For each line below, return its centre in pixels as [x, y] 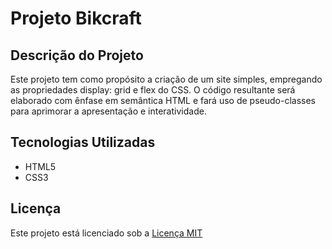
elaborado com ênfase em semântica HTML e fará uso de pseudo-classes [163, 100]
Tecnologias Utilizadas [83, 142]
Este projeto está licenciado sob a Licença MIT [106, 233]
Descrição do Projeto [77, 55]
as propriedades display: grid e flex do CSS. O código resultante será [153, 90]
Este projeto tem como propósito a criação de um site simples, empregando [166, 79]
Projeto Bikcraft [76, 18]
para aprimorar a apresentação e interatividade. [108, 111]
